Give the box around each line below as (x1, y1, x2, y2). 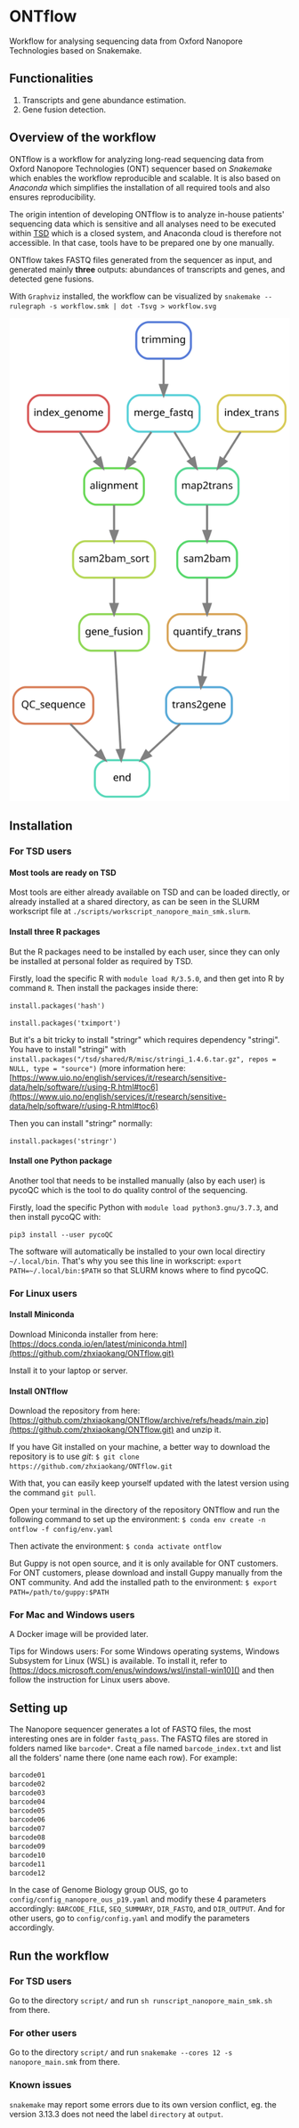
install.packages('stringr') (9, 1136, 117, 1146)
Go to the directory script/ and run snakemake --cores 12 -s (9, 2047, 233, 2058)
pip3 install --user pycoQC (9, 1230, 114, 1240)
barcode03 (9, 1788, 46, 1797)
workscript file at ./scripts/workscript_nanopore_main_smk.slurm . (9, 906, 251, 917)
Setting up (9, 1700, 69, 1715)
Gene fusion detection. (21, 104, 107, 115)
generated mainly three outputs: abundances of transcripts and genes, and (9, 264, 286, 274)
